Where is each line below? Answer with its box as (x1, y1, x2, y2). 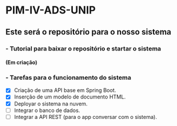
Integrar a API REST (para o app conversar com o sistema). (14, 113, 157, 120)
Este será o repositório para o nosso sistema (5, 27, 172, 37)
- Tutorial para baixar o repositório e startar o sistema (5, 45, 161, 53)
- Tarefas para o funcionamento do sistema (5, 74, 132, 82)
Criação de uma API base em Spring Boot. (14, 87, 116, 94)
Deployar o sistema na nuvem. (14, 100, 88, 107)
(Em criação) (5, 59, 38, 66)
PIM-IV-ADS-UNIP (5, 4, 96, 17)
